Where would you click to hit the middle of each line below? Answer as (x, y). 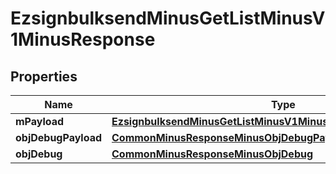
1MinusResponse (83, 39)
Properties (44, 76)
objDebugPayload (59, 137)
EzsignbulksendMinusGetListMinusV (168, 18)
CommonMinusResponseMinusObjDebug (212, 154)
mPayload (40, 121)
